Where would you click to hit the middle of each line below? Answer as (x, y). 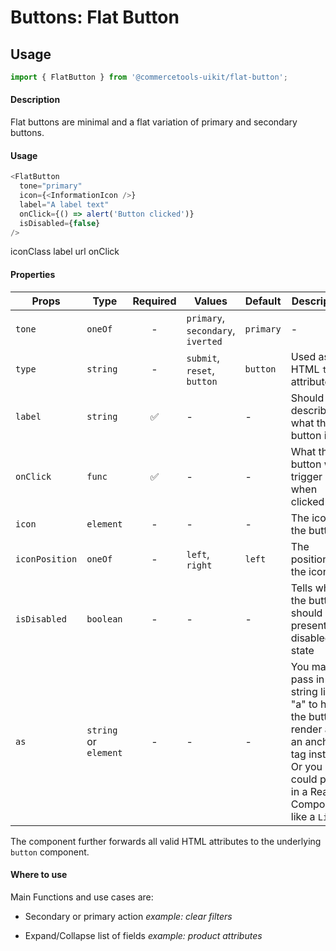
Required (154, 301)
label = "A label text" (64, 204)
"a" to (304, 704)
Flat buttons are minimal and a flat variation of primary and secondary (154, 122)
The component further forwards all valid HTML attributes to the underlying (166, 841)
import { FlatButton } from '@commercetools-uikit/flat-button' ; (149, 77)
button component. (50, 852)
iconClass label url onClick (65, 252)
